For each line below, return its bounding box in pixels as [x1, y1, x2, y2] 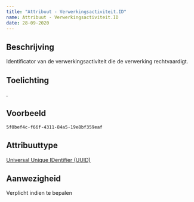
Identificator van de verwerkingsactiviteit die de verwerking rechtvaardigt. [6, 58, 189, 65]
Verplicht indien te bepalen [6, 189, 73, 197]
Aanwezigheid [6, 174, 61, 184]
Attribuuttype [6, 140, 58, 151]
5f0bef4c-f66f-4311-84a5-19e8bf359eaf [6, 124, 103, 130]
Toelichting [6, 75, 50, 85]
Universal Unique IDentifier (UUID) [6, 156, 91, 163]
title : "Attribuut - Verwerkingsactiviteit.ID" [6, 8, 127, 15]
